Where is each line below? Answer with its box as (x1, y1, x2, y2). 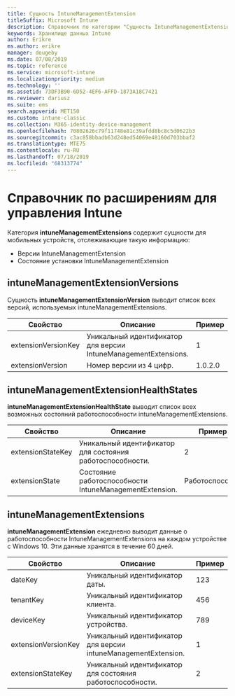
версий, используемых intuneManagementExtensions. (7, 302, 167, 312)
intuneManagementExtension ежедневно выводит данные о (7, 527, 187, 536)
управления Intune (7, 204, 122, 221)
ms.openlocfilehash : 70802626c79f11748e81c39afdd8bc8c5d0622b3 (7, 127, 196, 134)
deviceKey (10, 615, 45, 625)
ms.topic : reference (7, 62, 68, 69)
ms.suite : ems (7, 102, 49, 109)
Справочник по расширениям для (7, 190, 218, 206)
